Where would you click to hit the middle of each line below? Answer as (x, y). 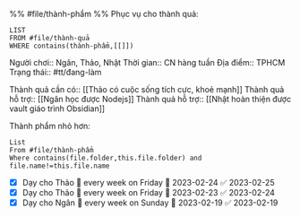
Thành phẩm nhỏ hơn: (50, 126)
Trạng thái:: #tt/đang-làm (56, 72)
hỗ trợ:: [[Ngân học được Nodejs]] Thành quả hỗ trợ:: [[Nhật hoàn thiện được (150, 99)
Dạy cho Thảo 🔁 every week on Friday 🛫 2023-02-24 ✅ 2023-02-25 (148, 182)
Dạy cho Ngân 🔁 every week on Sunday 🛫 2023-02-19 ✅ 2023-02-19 (150, 203)
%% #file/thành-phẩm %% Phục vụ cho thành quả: (104, 14)
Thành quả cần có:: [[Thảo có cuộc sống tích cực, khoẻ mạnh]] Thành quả (147, 89)
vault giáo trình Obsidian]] (57, 108)
